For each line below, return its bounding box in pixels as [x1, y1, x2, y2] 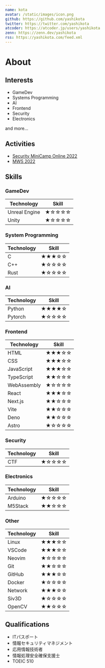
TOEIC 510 [12, 658, 34, 664]
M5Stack [7, 502, 29, 509]
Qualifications [5, 620, 50, 629]
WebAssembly [7, 382, 41, 389]
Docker [7, 579, 25, 586]
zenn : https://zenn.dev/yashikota [5, 30, 76, 35]
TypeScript [7, 374, 33, 381]
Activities [5, 140, 35, 148]
